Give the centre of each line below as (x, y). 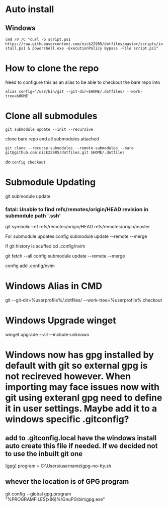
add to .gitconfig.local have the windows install (81, 438)
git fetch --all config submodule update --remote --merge (65, 256)
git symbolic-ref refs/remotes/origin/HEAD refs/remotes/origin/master (78, 227)
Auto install (30, 9)
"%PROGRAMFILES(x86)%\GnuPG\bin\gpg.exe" (55, 499)
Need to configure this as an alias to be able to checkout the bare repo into (83, 82)
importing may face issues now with (82, 387)
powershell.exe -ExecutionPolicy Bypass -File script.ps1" (95, 48)
